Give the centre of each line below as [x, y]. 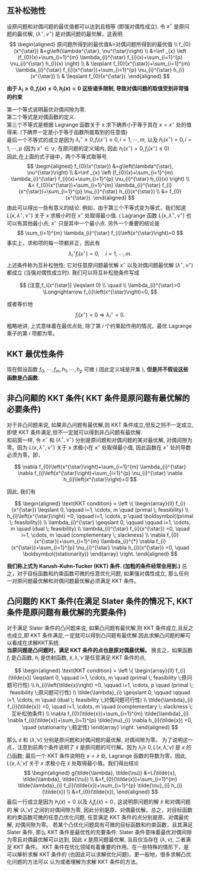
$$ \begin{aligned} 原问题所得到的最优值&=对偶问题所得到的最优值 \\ [93, 44]
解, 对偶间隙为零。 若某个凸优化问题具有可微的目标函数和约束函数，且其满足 [100, 825]
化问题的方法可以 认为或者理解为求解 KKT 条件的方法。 [74, 862]
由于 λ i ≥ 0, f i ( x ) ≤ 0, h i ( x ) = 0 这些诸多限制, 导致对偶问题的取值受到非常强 [98, 89]
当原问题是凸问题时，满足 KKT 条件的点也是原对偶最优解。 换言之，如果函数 [100, 650]
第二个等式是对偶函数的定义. [41, 117]
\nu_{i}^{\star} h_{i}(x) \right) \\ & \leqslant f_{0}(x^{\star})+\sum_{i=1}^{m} [100, 63]
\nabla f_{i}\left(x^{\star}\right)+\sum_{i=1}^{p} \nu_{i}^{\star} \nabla [100, 473]
